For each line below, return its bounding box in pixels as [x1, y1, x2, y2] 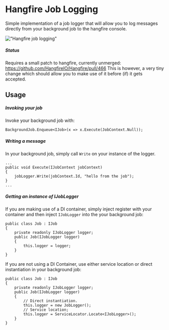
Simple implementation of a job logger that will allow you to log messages [5, 20, 158, 26]
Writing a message [5, 138, 46, 144]
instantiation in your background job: [5, 267, 82, 273]
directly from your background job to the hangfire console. [5, 25, 127, 31]
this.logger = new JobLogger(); [23, 303, 92, 308]
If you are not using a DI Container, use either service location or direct [5, 261, 152, 267]
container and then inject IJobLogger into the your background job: [5, 212, 144, 218]
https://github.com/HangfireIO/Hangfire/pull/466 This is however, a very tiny [5, 65, 164, 71]
